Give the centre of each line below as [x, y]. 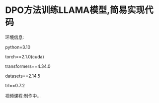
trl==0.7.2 [15, 85]
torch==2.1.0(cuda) [25, 56]
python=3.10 [18, 47]
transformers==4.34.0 [28, 66]
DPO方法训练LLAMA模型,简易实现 [75, 10]
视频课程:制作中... [23, 96]
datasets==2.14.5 [23, 76]
